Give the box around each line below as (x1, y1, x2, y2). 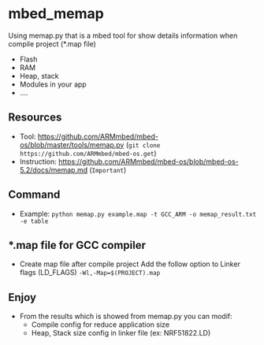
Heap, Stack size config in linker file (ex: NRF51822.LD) (31, 328, 211, 338)
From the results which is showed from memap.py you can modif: (19, 312, 232, 321)
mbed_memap (8, 5, 105, 23)
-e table (19, 217, 49, 225)
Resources (8, 111, 62, 124)
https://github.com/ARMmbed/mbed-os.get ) (19, 148, 157, 158)
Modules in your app (19, 80, 87, 89)
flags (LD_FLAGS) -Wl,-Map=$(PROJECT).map (19, 268, 161, 277)
